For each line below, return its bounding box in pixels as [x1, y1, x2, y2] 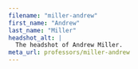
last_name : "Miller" [8, 26, 77, 34]
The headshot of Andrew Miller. [15, 41, 124, 49]
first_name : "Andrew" [8, 19, 81, 27]
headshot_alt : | [8, 33, 62, 42]
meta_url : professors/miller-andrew [8, 48, 130, 56]
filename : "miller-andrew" [8, 11, 98, 20]
